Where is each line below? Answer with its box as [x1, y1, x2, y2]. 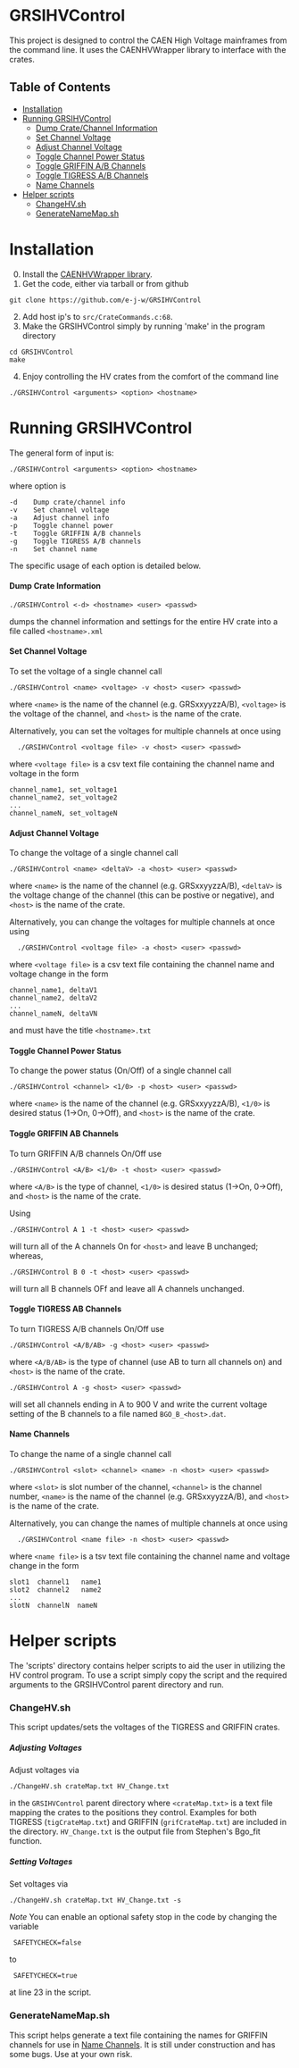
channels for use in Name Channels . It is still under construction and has [9, 2039, 276, 2050]
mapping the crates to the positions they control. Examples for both [9, 1807, 257, 1818]
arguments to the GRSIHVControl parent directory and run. [9, 1679, 225, 1689]
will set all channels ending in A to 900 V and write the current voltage [9, 1399, 268, 1410]
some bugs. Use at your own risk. [9, 2048, 133, 2059]
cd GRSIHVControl [9, 347, 74, 356]
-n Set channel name [9, 544, 98, 554]
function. [9, 1836, 43, 1846]
